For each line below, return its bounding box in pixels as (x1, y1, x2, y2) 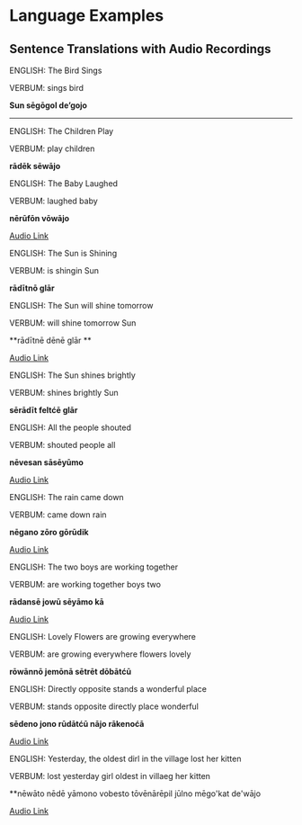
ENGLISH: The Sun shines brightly (9, 370, 137, 381)
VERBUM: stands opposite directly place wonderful (9, 701, 200, 712)
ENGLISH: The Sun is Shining (9, 248, 118, 258)
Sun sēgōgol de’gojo (9, 100, 88, 111)
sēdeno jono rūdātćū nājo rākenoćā (9, 719, 145, 729)
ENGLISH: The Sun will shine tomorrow (9, 300, 154, 310)
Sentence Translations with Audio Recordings (9, 41, 271, 57)
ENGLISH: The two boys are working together (9, 561, 178, 572)
